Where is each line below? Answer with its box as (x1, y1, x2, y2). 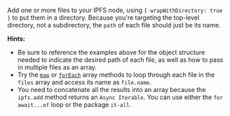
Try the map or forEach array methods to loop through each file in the (17, 70, 215, 79)
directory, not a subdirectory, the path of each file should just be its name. (7, 21, 221, 29)
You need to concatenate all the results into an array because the (17, 86, 206, 94)
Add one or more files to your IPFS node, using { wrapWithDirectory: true (7, 6, 223, 14)
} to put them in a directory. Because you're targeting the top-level (7, 13, 200, 22)
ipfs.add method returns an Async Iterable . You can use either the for (17, 93, 223, 101)
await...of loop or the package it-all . (17, 101, 132, 108)
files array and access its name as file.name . (17, 78, 152, 86)
